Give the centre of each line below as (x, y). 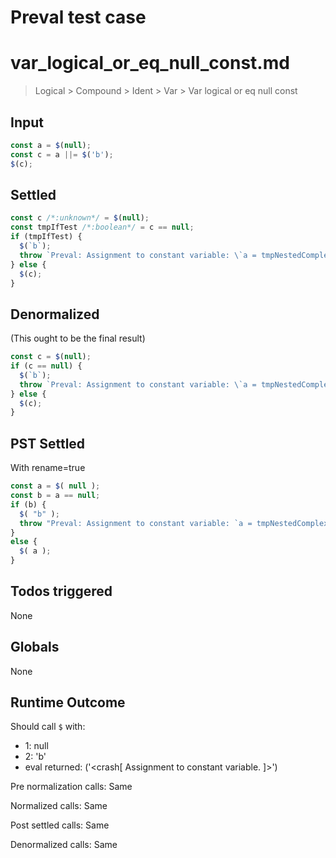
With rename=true (48, 468)
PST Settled (48, 443)
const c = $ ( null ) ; (51, 357)
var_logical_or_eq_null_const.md (150, 63)
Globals (35, 647)
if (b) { (28, 504)
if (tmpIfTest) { (46, 237)
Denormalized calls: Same (64, 845)
